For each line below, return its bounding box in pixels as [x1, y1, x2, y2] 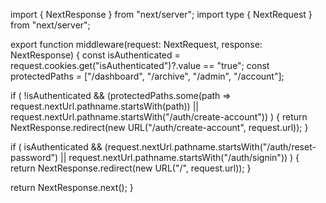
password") [10, 152, 59, 163]
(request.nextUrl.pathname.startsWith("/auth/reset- [104, 141, 317, 153]
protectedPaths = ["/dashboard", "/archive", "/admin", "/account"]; [10, 70, 285, 82]
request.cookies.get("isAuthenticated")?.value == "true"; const [10, 60, 270, 71]
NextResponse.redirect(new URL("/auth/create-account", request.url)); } [10, 122, 309, 133]
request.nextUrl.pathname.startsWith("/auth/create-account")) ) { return [10, 111, 308, 123]
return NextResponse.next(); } [10, 182, 134, 193]
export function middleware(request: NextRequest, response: [10, 39, 263, 50]
